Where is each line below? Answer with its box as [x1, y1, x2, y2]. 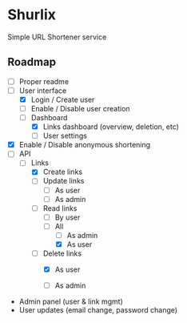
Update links [42, 176, 85, 186]
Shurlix [7, 6, 57, 24]
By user [54, 212, 81, 222]
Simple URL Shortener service [7, 32, 107, 42]
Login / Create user [30, 95, 95, 104]
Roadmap [7, 55, 57, 69]
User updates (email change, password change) [18, 305, 177, 315]
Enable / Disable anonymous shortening [18, 140, 151, 150]
